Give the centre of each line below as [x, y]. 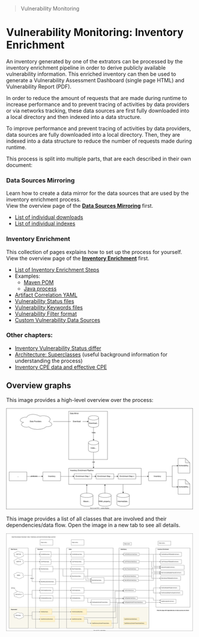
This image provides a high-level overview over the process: [80, 400]
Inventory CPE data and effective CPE [61, 367]
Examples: [27, 276]
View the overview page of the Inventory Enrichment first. [78, 258]
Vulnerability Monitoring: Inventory [95, 33]
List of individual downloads [49, 217]
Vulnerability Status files [44, 301]
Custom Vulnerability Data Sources [57, 320]
